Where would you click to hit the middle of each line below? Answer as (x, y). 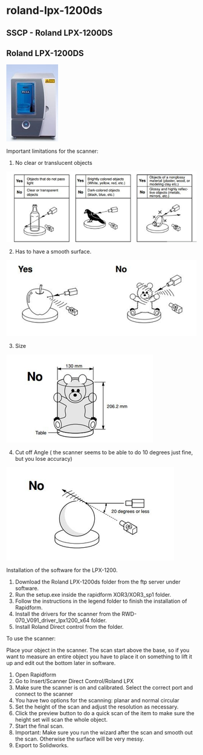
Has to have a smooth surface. (53, 252)
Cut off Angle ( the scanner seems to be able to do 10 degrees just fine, (104, 452)
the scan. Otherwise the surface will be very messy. (79, 739)
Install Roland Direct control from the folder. (69, 626)
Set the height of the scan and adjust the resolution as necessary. (97, 707)
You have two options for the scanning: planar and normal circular (97, 700)
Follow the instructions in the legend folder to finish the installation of (101, 601)
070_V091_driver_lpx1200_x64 (52, 620)
